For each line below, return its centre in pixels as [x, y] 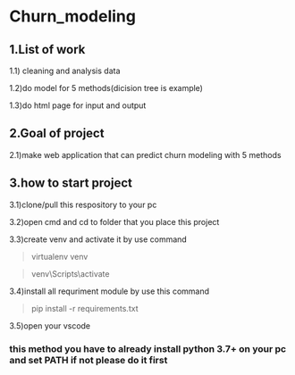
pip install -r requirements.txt [84, 308]
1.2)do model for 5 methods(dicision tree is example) [106, 88]
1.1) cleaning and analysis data [65, 71]
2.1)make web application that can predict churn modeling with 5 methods [145, 154]
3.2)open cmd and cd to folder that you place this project [114, 221]
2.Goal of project [57, 133]
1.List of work [47, 50]
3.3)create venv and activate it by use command [98, 239]
